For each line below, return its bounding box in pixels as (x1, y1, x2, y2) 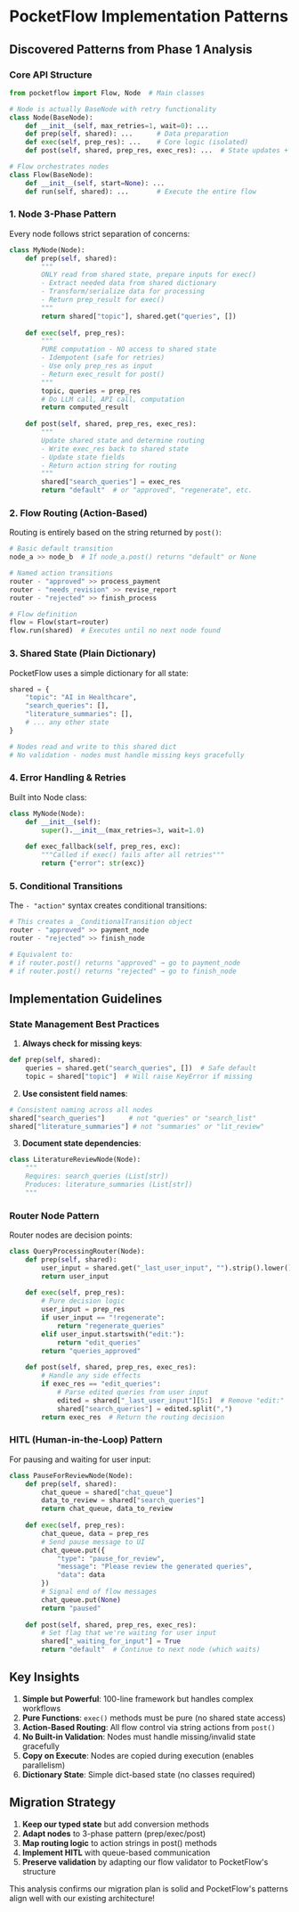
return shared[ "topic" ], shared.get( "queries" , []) (41, 312, 238, 321)
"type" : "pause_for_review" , (56, 1554, 166, 1563)
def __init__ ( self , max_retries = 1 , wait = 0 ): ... (25, 121, 209, 130)
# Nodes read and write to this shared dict (9, 742, 177, 751)
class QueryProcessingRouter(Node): (9, 1247, 145, 1256)
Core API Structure (9, 69, 93, 81)
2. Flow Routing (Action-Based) (9, 506, 149, 519)
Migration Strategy (9, 1795, 117, 1810)
